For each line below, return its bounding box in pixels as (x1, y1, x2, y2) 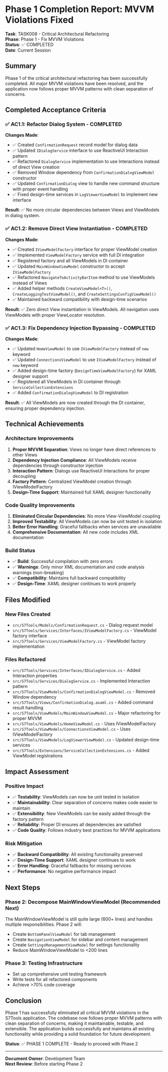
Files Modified (5, 596, 51, 604)
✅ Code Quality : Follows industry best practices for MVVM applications (12, 827, 161, 833)
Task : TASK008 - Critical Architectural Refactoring (5, 31, 109, 37)
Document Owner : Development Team (5, 1055, 85, 1061)
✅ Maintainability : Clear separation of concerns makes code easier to (12, 799, 157, 805)
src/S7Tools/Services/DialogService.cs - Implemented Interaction (12, 678, 150, 684)
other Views (12, 451, 37, 458)
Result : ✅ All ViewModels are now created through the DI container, (5, 400, 145, 406)
